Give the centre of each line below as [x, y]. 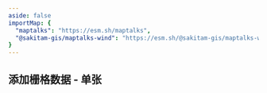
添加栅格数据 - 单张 [55, 79]
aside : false [30, 15]
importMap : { [30, 23]
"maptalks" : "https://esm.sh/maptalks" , [83, 30]
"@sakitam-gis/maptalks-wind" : [67, 38]
